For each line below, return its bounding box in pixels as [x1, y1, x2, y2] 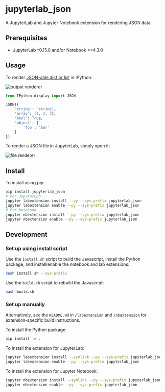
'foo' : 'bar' [23, 125, 50, 130]
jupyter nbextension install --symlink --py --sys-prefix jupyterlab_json [5, 377, 162, 383]
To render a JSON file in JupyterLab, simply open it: [5, 143, 110, 149]
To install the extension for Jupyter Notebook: [5, 368, 98, 374]
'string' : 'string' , [14, 107, 56, 112]
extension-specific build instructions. [5, 317, 80, 323]
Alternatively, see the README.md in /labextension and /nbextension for [5, 312, 147, 318]
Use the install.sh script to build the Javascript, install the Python [5, 256, 141, 262]
